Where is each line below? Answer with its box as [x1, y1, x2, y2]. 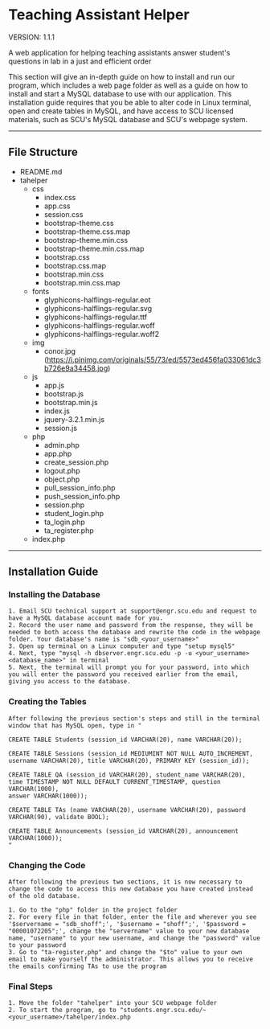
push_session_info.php [43, 491, 121, 501]
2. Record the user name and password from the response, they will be [8, 621, 253, 629]
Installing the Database [8, 589, 100, 601]
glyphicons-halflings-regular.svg [43, 303, 153, 313]
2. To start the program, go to [8, 1006, 117, 1015]
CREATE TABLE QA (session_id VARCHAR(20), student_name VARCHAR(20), [8, 770, 247, 779]
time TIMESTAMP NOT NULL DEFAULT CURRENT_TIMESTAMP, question [8, 777, 221, 785]
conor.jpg [43, 346, 76, 355]
